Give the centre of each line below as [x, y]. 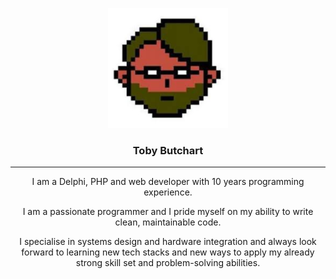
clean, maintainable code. [168, 222]
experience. [168, 192]
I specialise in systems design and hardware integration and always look [168, 242]
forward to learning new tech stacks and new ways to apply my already [168, 252]
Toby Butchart [168, 150]
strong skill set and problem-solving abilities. [168, 263]
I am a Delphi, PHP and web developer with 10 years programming [168, 182]
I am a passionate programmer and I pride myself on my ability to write [168, 212]
